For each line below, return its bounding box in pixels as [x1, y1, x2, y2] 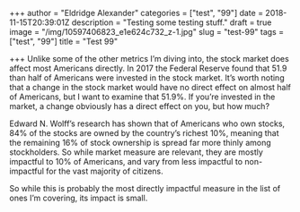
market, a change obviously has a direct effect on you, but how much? [9, 101, 270, 111]
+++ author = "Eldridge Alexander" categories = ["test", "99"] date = [9, 8, 263, 18]
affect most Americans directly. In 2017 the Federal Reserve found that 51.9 [9, 63, 287, 73]
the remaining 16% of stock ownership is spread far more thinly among [9, 138, 271, 148]
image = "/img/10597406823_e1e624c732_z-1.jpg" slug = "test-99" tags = [9, 27, 285, 37]
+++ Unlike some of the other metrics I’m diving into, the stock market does [9, 54, 289, 64]
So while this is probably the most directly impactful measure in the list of [9, 183, 281, 193]
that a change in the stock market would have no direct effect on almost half [9, 82, 292, 92]
